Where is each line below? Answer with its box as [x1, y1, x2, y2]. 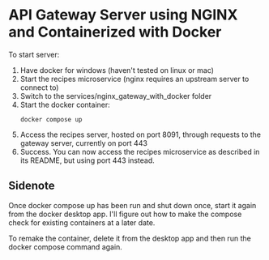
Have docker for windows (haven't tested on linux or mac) [19, 65, 215, 75]
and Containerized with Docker [8, 23, 222, 41]
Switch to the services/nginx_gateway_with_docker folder [19, 91, 212, 100]
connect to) [19, 83, 59, 92]
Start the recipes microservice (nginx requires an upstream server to [19, 74, 250, 83]
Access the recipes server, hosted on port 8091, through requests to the [19, 130, 262, 139]
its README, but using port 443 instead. [19, 156, 156, 165]
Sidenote [8, 179, 55, 193]
